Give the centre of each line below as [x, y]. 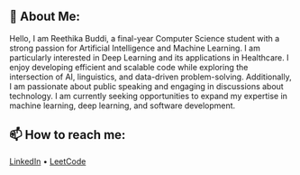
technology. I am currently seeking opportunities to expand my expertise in [149, 96]
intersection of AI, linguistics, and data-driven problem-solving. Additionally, [150, 77]
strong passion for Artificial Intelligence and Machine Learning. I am [135, 48]
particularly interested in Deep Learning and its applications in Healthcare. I [149, 57]
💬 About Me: [45, 17]
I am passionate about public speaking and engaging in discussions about [146, 86]
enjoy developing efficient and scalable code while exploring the [129, 67]
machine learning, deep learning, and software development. [123, 106]
